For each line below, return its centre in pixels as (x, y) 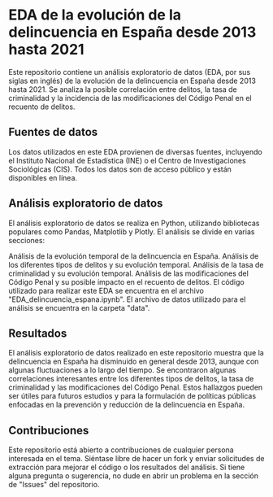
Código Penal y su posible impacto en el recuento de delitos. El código (127, 281)
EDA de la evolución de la (95, 15)
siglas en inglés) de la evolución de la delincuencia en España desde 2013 (132, 81)
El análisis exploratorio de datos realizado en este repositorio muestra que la (136, 353)
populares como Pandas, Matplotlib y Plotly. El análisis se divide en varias (132, 231)
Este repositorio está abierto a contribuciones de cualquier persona (121, 450)
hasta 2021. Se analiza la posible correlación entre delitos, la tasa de (123, 89)
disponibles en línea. (43, 177)
